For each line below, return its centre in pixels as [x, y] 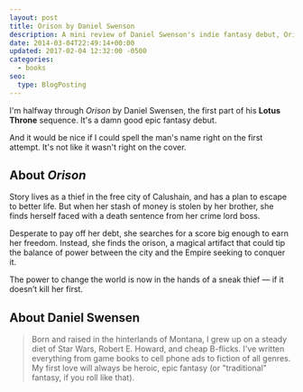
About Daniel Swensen [75, 318]
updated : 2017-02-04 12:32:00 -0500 [78, 51]
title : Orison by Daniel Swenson [72, 26]
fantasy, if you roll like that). [83, 378]
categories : [32, 59]
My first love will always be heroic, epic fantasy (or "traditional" [149, 368]
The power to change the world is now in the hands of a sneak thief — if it [147, 279]
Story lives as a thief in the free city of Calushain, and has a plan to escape [148, 197]
